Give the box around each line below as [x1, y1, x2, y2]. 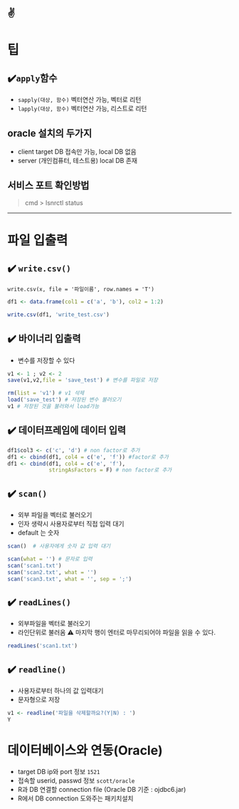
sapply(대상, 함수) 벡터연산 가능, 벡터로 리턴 [17, 95, 142, 104]
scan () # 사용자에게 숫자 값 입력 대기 [7, 543, 111, 550]
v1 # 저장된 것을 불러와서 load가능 [7, 403, 100, 410]
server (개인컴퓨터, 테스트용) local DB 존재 [17, 157, 137, 165]
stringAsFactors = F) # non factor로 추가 [48, 466, 172, 474]
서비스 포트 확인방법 [7, 179, 90, 192]
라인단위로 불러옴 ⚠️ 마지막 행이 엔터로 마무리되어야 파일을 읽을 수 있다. [17, 628, 216, 637]
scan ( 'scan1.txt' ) [7, 562, 62, 569]
